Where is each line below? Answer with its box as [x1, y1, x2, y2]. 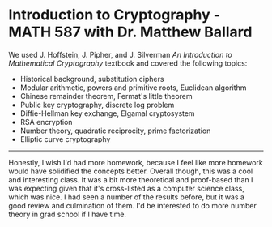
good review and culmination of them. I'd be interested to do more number [8, 200, 257, 210]
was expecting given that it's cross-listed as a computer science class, [8, 183, 244, 193]
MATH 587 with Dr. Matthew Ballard [8, 23, 253, 41]
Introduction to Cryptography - [8, 6, 221, 24]
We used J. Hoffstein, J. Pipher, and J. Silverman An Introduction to [8, 49, 232, 59]
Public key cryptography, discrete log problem [19, 100, 175, 109]
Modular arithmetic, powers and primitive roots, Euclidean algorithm [19, 83, 247, 92]
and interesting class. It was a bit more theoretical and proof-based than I [8, 174, 253, 184]
